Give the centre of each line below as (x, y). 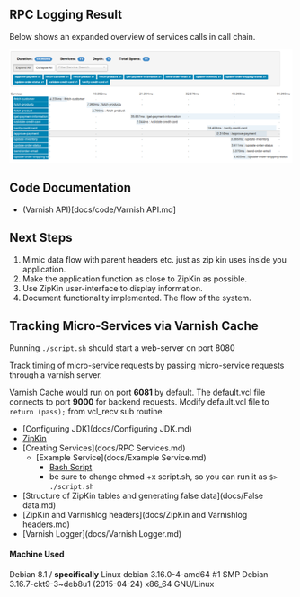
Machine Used (37, 554)
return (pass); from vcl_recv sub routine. (87, 411)
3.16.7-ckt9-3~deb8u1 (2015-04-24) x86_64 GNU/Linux (112, 584)
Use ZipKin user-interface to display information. (113, 288)
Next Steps (41, 238)
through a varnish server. (56, 374)
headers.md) (46, 524)
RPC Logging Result (66, 15)
